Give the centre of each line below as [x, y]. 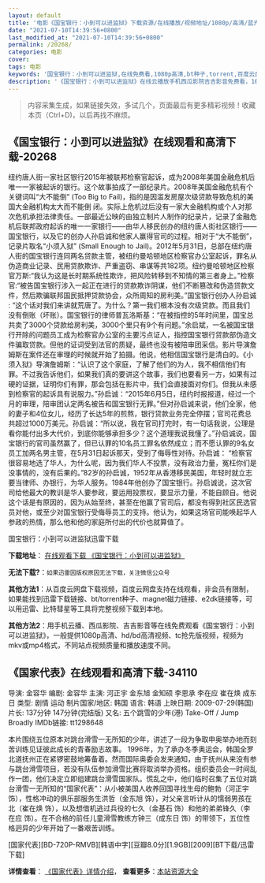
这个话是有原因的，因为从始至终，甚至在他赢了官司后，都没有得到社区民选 [129, 502]
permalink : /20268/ [40, 45]
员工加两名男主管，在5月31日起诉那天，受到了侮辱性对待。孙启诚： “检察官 [130, 453]
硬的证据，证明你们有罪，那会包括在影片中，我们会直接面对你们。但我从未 [129, 384]
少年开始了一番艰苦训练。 [77, 828]
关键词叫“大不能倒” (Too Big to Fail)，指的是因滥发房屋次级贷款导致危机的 [127, 197]
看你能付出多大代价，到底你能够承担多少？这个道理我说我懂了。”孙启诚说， [129, 434]
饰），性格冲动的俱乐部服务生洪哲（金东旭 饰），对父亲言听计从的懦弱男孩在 [130, 799]
